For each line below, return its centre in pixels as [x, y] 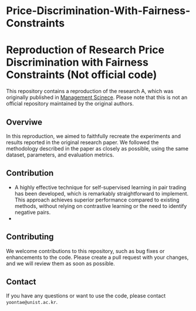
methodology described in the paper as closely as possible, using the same [97, 148]
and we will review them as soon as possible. [61, 263]
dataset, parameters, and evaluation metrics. [60, 155]
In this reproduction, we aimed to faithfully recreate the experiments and [93, 136]
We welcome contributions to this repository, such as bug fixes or [85, 251]
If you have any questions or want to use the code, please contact [86, 296]
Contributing [30, 237]
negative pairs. [33, 212]
